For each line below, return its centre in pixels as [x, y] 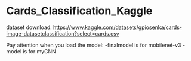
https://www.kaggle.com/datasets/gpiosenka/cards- [117, 27]
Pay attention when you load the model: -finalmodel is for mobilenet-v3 [94, 45]
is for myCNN [40, 51]
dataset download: [29, 27]
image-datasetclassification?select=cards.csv [63, 33]
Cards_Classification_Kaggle [79, 11]
